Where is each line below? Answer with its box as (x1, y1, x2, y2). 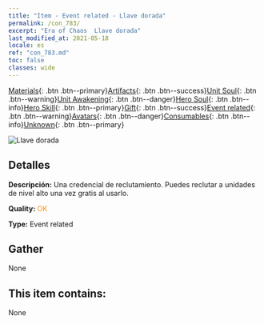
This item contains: (8, 286, 106, 300)
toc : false (8, 57, 45, 65)
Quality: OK (8, 203, 48, 213)
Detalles (8, 158, 50, 172)
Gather (8, 242, 44, 256)
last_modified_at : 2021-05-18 (8, 34, 110, 42)
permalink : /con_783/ (8, 19, 81, 27)
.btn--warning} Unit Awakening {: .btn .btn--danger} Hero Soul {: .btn (8, 94, 229, 104)
